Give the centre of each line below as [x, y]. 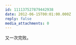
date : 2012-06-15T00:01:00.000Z [38, 14]
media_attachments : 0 [27, 23]
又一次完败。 [18, 38]
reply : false [18, 19]
